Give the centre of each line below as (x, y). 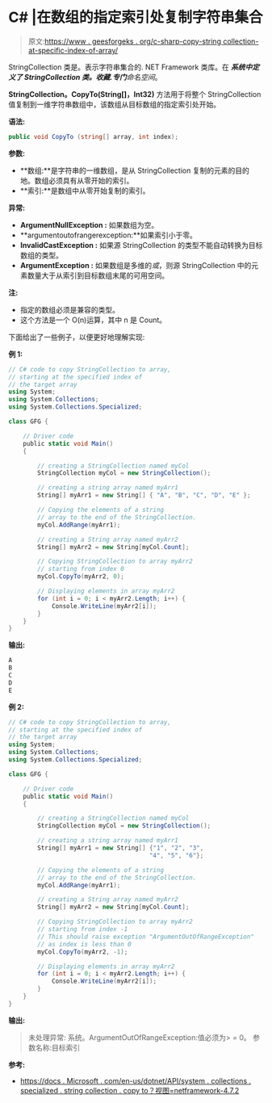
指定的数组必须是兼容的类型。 (69, 309)
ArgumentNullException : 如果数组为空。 (89, 224)
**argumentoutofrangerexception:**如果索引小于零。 (109, 235)
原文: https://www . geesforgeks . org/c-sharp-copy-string (125, 41)
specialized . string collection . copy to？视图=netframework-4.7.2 (130, 1090)
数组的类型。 (41, 255)
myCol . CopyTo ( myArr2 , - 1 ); (83, 952)
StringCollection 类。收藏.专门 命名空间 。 (93, 77)
